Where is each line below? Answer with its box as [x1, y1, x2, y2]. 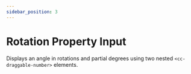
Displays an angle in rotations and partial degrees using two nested [6, 55, 174, 62]
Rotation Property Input [6, 34, 127, 48]
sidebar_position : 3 [6, 8, 58, 15]
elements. [53, 61, 78, 68]
